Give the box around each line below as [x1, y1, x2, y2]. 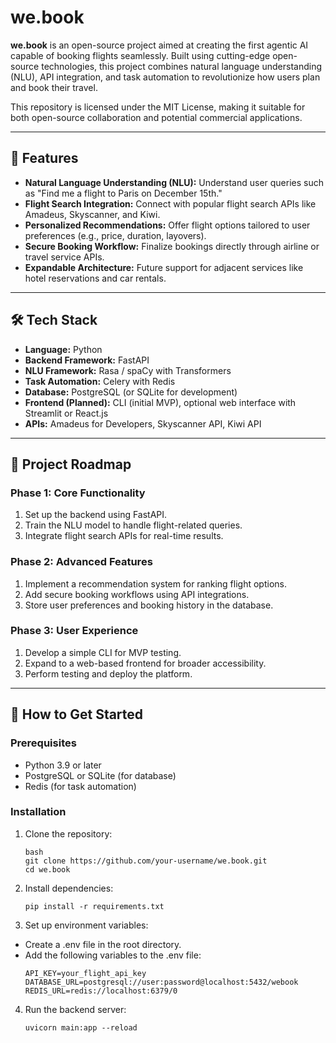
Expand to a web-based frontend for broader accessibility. [24, 657, 267, 669]
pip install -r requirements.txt [24, 901, 165, 911]
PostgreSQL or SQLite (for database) [24, 769, 177, 781]
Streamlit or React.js [24, 407, 109, 419]
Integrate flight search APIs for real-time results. [24, 530, 224, 542]
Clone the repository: [24, 827, 113, 840]
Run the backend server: [24, 1003, 127, 1015]
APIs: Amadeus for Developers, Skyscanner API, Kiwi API [24, 417, 262, 430]
